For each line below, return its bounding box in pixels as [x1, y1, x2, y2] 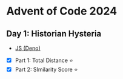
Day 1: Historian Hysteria [6, 29, 102, 39]
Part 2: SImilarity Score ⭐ [15, 66, 78, 73]
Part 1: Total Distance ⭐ [15, 57, 74, 64]
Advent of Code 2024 [6, 4, 117, 18]
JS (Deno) [15, 44, 41, 52]
